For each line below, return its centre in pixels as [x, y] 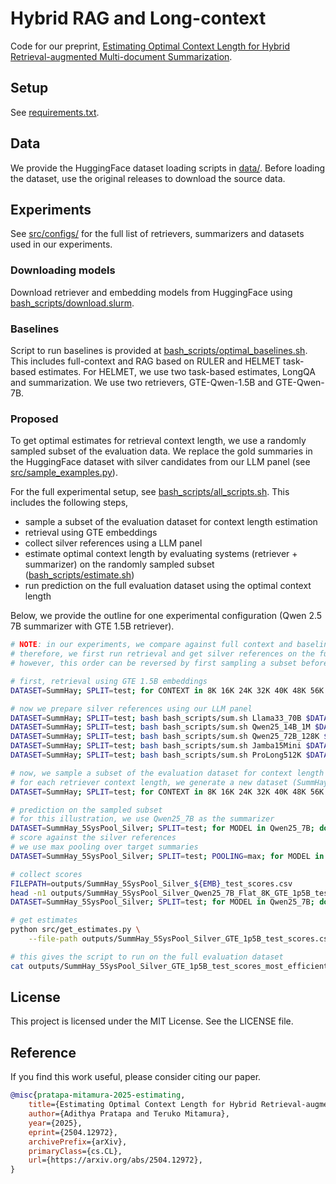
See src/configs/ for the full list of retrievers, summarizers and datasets [157, 234]
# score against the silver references [93, 838]
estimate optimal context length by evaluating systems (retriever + [161, 554]
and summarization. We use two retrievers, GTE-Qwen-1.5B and [142, 382]
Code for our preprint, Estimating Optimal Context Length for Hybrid [150, 46]
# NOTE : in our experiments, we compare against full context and [151, 645]
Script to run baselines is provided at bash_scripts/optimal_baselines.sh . [159, 350]
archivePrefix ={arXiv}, [78, 1142]
